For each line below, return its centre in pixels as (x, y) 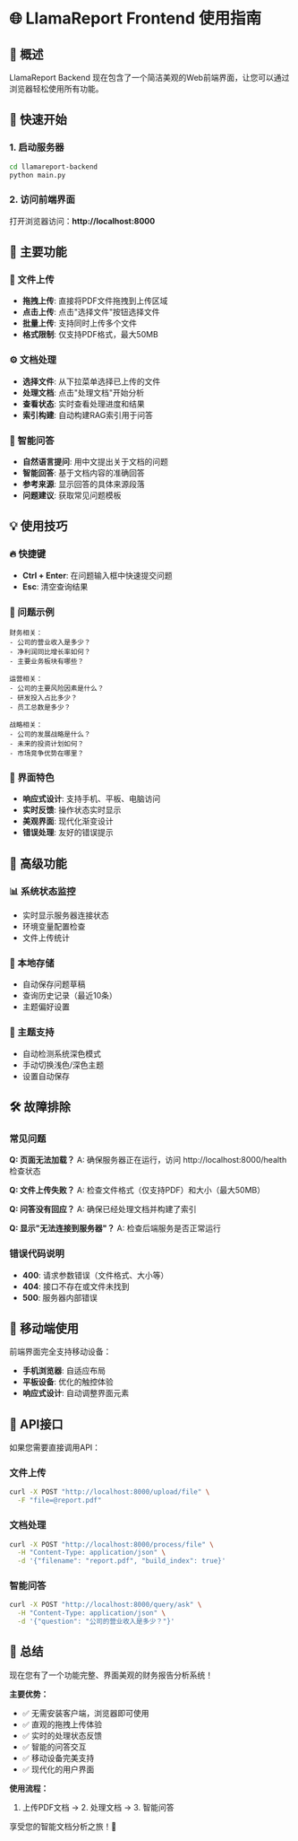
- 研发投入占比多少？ (43, 698)
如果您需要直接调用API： (55, 1448)
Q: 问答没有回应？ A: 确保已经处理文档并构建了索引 (103, 1209)
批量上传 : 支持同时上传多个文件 (79, 323)
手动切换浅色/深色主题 (63, 1065)
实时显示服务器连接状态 (65, 915)
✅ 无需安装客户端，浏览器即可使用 (85, 1713)
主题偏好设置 (46, 1007)
